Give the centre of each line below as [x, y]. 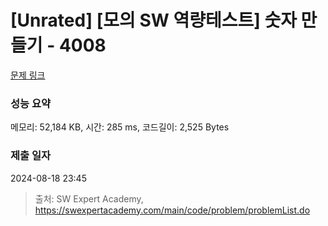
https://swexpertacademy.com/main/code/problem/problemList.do [172, 210]
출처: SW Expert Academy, [89, 198]
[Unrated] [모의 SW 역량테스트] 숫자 [153, 20]
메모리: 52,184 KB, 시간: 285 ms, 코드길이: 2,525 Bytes [120, 127]
